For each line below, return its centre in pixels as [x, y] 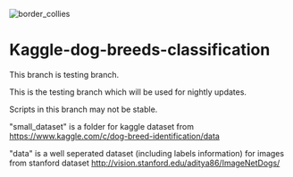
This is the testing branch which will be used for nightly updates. [128, 92]
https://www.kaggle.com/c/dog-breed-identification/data [115, 136]
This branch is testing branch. [64, 74]
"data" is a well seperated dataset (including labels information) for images [146, 153]
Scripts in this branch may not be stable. [84, 109]
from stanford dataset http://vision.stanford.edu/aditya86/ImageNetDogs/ [145, 163]
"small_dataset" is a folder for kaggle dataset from [102, 126]
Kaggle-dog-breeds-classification [140, 50]
